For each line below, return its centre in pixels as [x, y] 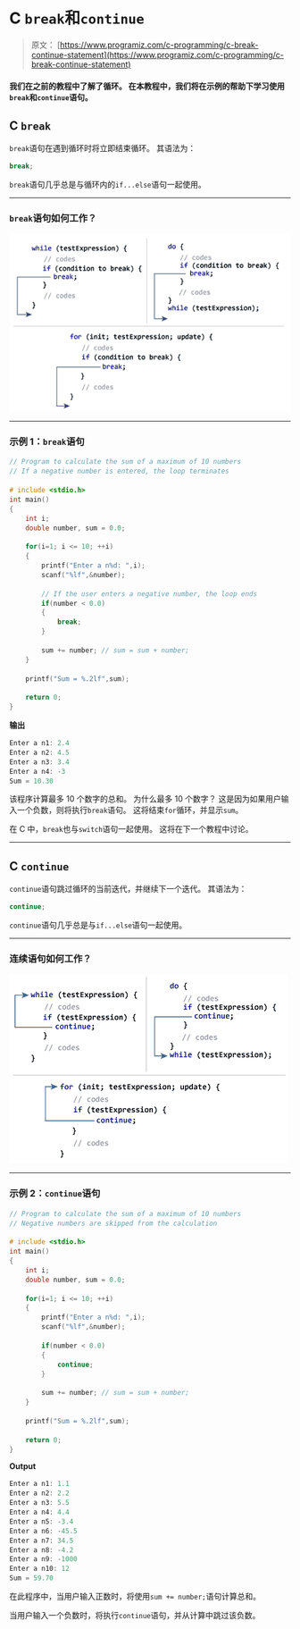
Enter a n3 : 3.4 [39, 762]
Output [23, 1466]
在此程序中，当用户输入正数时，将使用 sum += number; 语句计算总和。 [135, 1597]
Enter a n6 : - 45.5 [43, 1531]
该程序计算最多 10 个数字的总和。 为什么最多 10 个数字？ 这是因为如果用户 [145, 799]
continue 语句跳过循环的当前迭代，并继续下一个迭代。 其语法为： [128, 889]
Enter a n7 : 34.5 [42, 1541]
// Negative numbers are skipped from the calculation [113, 1223]
